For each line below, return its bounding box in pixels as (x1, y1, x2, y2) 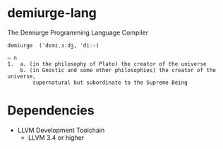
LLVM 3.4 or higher (28, 133, 85, 142)
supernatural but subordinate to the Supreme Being (32, 79, 188, 86)
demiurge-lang (7, 5, 97, 21)
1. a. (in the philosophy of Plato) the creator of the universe (7, 60, 207, 68)
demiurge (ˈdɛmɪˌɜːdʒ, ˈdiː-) (7, 42, 100, 49)
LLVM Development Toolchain (17, 126, 105, 134)
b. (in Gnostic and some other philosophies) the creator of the (20, 66, 217, 73)
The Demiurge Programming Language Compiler (7, 28, 149, 37)
